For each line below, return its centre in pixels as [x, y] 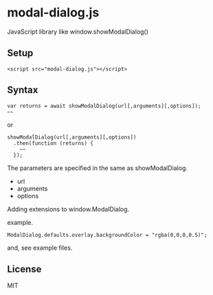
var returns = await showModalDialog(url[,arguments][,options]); [104, 106]
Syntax [23, 90]
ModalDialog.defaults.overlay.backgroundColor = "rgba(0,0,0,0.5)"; [107, 235]
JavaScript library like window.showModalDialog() [78, 32]
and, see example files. [40, 248]
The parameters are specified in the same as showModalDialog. [97, 168]
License [24, 269]
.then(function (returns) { [54, 143]
